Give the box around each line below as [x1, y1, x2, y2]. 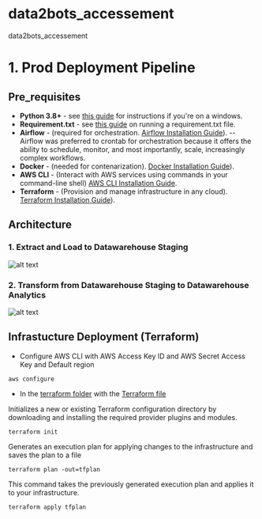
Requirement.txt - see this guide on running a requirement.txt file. [19, 119, 236, 129]
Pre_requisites [8, 90, 81, 104]
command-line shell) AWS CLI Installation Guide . [19, 178, 178, 188]
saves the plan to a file [8, 450, 81, 460]
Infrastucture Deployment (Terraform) [8, 330, 200, 344]
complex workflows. [19, 153, 86, 162]
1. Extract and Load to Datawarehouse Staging [8, 242, 189, 253]
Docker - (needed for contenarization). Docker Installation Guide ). [19, 161, 234, 171]
